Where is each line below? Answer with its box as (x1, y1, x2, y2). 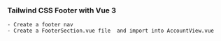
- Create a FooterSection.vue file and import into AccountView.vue (7, 27, 215, 35)
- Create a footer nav (7, 22, 73, 28)
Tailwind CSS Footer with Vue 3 (7, 6, 117, 15)
